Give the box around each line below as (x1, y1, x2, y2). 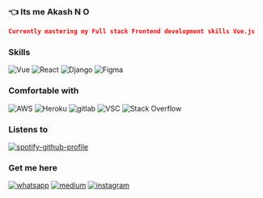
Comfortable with (8, 85, 79, 96)
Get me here (8, 162, 58, 173)
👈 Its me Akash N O (8, 6, 90, 17)
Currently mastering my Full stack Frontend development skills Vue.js (8, 27, 255, 36)
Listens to (8, 124, 49, 135)
